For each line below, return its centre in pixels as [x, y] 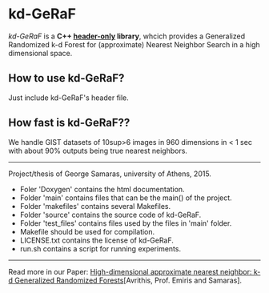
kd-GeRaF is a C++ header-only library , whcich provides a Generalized [127, 36]
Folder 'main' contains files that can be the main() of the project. [126, 198]
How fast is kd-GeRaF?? [69, 123]
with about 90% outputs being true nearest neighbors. [98, 151]
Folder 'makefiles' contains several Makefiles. [95, 206]
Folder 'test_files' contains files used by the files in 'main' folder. [126, 223]
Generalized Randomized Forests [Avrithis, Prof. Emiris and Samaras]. [128, 280]
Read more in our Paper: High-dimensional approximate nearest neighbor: [130, 271]
